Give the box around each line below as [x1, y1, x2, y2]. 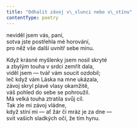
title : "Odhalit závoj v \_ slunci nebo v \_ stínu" [6, 9, 133, 15]
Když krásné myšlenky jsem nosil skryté [6, 56, 107, 63]
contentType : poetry [6, 15, 59, 21]
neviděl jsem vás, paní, [6, 31, 64, 38]
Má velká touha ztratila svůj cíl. [6, 95, 84, 102]
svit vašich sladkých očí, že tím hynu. [6, 114, 100, 122]
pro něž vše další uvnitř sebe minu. [6, 44, 95, 52]
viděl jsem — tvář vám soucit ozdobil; [6, 69, 101, 76]
